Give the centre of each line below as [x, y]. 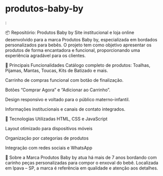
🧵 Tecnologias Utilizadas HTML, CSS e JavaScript [56, 119]
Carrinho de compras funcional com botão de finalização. [64, 80]
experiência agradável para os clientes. [46, 55]
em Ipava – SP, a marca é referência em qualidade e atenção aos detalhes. [82, 168]
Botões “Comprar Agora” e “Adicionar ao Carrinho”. [58, 90]
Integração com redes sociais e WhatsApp [49, 148]
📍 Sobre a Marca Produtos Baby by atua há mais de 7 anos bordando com [81, 157]
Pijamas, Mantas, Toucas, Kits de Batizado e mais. [57, 70]
